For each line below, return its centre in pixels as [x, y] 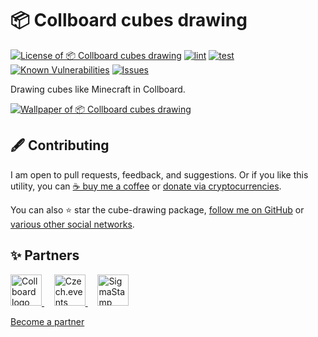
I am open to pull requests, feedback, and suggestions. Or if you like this [159, 174]
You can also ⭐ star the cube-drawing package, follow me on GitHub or [157, 209]
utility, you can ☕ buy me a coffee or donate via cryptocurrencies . [146, 186]
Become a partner [47, 321]
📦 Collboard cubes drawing [129, 20]
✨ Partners [45, 255]
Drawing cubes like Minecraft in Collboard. [98, 89]
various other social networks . [72, 224]
